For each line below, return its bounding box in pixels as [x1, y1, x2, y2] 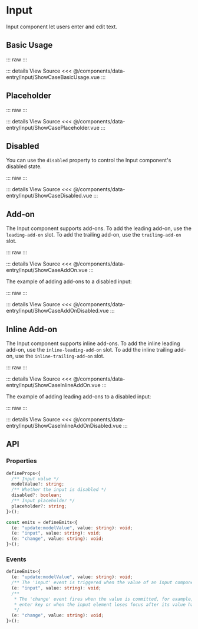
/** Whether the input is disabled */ [11, 487, 107, 493]
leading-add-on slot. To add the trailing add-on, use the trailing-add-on [6, 231, 181, 238]
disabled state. [6, 163, 42, 170]
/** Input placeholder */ [11, 498, 75, 504]
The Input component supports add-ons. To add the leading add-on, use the [6, 225, 192, 232]
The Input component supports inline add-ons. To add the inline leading [6, 340, 180, 347]
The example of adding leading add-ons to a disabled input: [6, 393, 151, 400]
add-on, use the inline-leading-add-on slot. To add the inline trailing [6, 346, 173, 353]
